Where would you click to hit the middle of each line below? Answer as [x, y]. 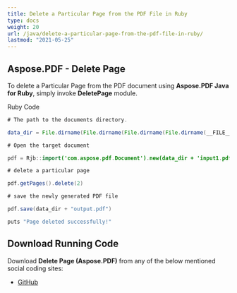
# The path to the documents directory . [68, 120]
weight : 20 [23, 27]
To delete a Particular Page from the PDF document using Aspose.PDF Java [118, 85]
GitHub [28, 282]
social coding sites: [35, 268]
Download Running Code [63, 244]
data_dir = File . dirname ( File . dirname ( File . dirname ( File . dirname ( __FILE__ [120, 132]
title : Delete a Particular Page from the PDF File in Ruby [98, 14]
